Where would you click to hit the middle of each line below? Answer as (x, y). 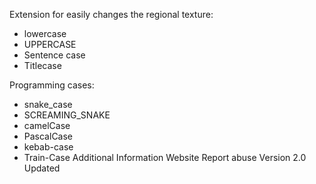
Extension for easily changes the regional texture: (111, 14)
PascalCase (48, 136)
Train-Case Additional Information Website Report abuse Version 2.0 (165, 157)
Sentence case (54, 55)
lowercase (45, 33)
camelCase (47, 125)
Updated (42, 168)
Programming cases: (52, 85)
